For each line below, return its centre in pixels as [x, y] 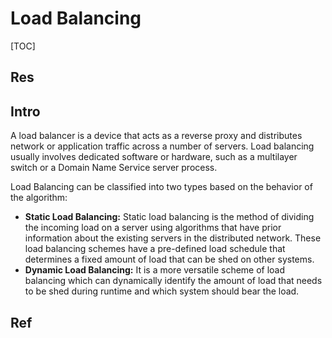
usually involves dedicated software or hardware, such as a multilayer [154, 157]
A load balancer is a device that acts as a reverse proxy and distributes [156, 136]
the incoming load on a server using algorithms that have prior [153, 228]
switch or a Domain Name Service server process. [114, 168]
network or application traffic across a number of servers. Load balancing [162, 146]
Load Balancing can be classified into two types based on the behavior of [161, 187]
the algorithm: [39, 198]
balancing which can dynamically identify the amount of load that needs [173, 281]
